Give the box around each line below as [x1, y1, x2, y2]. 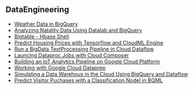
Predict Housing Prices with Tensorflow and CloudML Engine [14, 39, 164, 46]
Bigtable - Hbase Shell [14, 32, 69, 40]
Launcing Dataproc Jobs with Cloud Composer [14, 51, 129, 58]
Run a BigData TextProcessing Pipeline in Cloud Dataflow [14, 45, 154, 52]
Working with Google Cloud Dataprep [14, 64, 106, 71]
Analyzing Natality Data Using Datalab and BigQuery [14, 27, 143, 34]
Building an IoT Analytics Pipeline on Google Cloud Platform [14, 58, 160, 65]
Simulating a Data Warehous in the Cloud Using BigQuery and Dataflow [14, 70, 188, 77]
